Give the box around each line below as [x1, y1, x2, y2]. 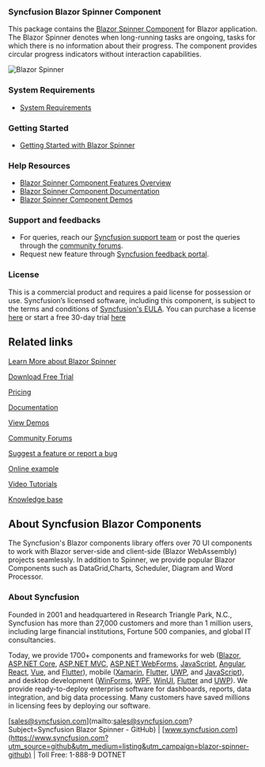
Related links [8, 336, 74, 349]
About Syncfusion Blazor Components [8, 517, 202, 530]
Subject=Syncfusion [8, 724, 75, 734]
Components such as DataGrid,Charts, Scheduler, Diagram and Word [8, 564, 233, 573]
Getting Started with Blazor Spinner [19, 140, 135, 150]
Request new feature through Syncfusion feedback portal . [19, 249, 210, 259]
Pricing [8, 387, 32, 397]
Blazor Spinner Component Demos [19, 195, 133, 204]
